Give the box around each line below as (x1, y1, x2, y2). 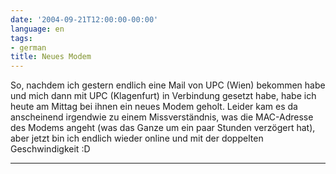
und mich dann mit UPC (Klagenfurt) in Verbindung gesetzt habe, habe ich (10, 90, 317, 102)
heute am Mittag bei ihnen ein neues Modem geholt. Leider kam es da (10, 101, 298, 113)
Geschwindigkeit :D (10, 143, 91, 155)
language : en (10, 24, 65, 34)
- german (10, 42, 47, 53)
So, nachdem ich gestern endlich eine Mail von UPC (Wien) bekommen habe (10, 79, 326, 91)
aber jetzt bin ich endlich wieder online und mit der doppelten (10, 132, 264, 145)
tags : (10, 33, 33, 43)
